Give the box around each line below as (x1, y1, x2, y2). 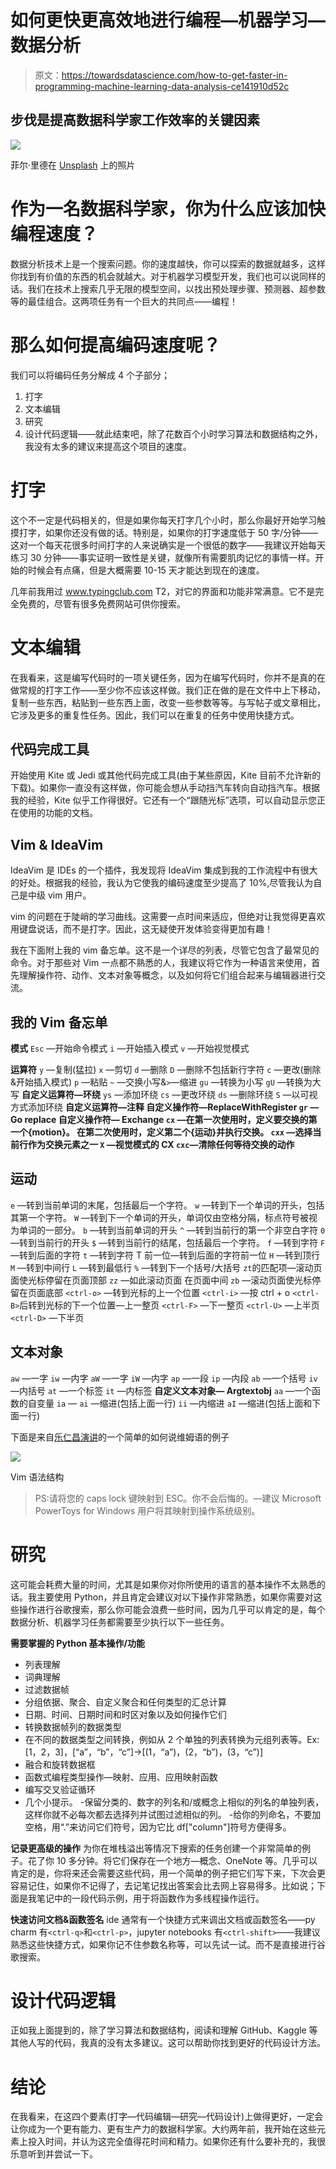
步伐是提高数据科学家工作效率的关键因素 (10, 112, 260, 129)
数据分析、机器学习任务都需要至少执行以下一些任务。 (10, 1616, 230, 1628)
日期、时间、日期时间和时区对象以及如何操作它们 (24, 1708, 227, 1720)
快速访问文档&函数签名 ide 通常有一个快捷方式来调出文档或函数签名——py (10, 1913, 316, 1925)
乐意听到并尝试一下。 (10, 2148, 98, 2160)
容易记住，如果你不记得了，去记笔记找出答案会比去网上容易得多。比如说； (10, 1879, 317, 1891)
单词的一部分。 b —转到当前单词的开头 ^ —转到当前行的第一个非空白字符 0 (18, 1224, 326, 1236)
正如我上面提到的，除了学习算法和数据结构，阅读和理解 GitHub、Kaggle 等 (10, 2024, 318, 2036)
